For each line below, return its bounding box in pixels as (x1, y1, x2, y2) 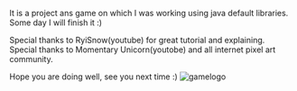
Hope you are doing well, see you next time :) (9, 71, 178, 82)
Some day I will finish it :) (9, 17, 102, 28)
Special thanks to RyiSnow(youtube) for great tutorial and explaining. (9, 35, 265, 45)
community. (9, 54, 53, 64)
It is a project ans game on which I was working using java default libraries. (9, 8, 289, 18)
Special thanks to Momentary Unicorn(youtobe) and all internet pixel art (9, 44, 276, 55)
